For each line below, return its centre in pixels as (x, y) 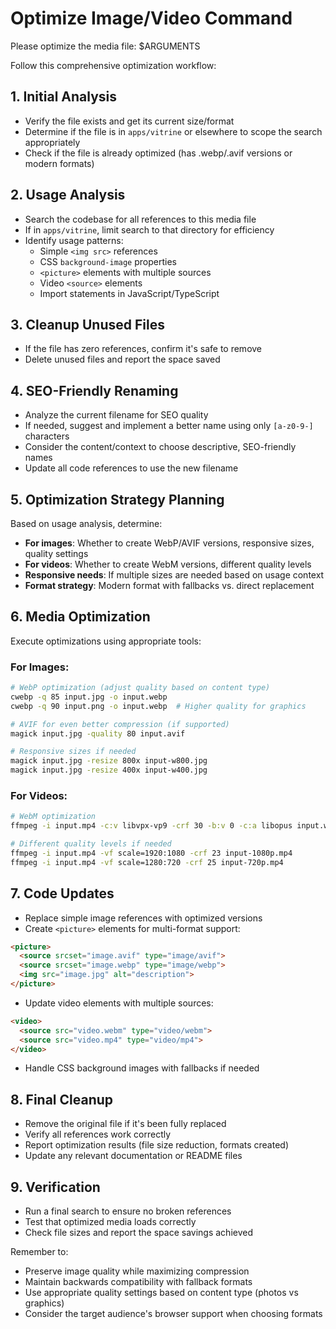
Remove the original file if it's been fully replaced (125, 1124)
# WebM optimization (53, 817)
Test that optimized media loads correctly (110, 1222)
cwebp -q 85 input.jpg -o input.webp (89, 697)
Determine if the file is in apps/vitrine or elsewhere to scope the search (173, 131)
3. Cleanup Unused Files (87, 324)
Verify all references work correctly (98, 1134)
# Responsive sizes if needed (73, 752)
